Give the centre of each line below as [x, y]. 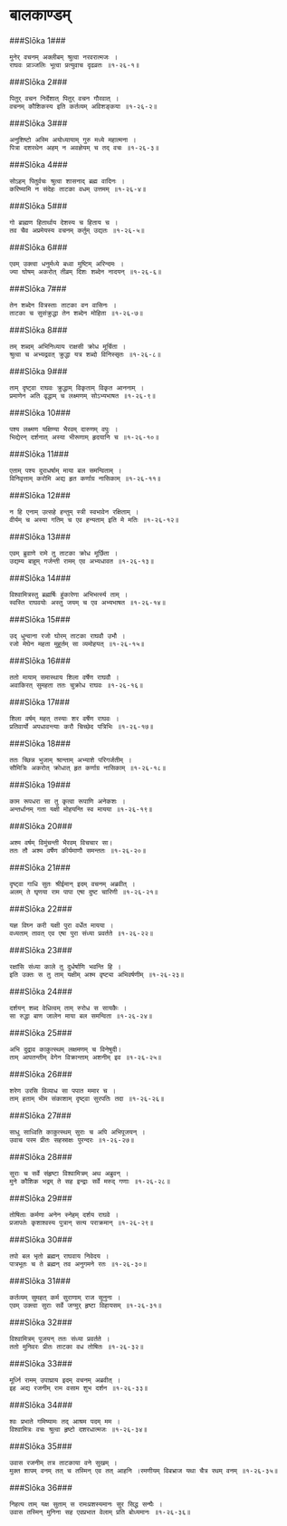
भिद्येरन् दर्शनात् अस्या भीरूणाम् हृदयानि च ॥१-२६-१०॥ [84, 437]
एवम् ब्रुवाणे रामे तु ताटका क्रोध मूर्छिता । [64, 553]
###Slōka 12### [40, 495]
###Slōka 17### [40, 701]
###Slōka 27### [41, 1116]
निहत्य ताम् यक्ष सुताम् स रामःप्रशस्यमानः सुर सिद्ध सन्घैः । [86, 1504]
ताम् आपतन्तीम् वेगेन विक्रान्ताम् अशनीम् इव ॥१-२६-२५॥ [86, 1057]
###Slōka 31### [40, 1280]
